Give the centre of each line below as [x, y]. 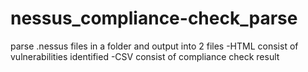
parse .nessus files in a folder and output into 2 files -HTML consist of [154, 46]
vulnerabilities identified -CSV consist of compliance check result [145, 56]
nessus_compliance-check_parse [154, 18]
